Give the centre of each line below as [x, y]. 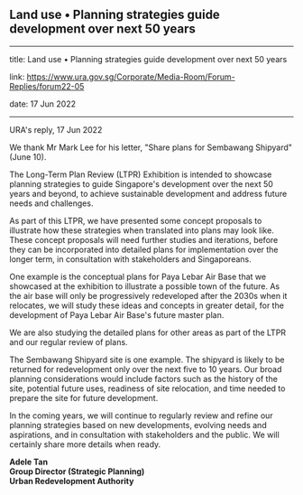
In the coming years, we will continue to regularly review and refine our [141, 416]
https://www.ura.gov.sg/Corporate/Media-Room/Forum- [131, 77]
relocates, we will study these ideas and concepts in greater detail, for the [147, 305]
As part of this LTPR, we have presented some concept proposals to [136, 220]
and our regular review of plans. [69, 341]
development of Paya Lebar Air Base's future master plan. [117, 314]
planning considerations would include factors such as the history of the [143, 378]
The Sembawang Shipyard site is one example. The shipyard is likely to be [147, 360]
